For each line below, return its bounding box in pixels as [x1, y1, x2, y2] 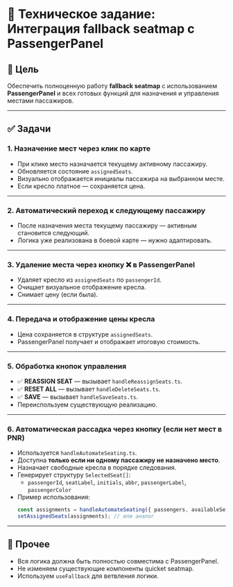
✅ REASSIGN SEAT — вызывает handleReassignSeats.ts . [17, 377, 182, 385]
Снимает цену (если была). [17, 291, 98, 299]
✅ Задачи [7, 123, 51, 135]
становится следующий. [17, 228, 90, 237]
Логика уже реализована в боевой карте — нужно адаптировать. [17, 236, 213, 244]
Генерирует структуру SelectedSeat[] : [17, 471, 131, 479]
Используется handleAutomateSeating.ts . [17, 449, 137, 457]
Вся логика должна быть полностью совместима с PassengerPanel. [17, 556, 219, 565]
